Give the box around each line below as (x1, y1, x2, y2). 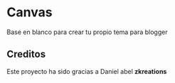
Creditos (6, 48, 46, 60)
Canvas (6, 4, 53, 21)
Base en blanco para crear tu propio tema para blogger (6, 28, 168, 36)
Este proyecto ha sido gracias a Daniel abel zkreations (6, 67, 167, 75)
